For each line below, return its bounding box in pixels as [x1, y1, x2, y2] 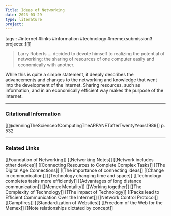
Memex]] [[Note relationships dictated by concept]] [5, 205, 113, 211]
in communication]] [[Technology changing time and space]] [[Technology [5, 172, 162, 178]
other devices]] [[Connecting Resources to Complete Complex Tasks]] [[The [5, 162, 165, 168]
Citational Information [5, 110, 61, 117]
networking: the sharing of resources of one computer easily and [17, 56, 154, 63]
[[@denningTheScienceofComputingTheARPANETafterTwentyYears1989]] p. [5, 122, 165, 128]
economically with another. [17, 61, 75, 68]
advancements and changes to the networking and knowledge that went [5, 77, 157, 83]
